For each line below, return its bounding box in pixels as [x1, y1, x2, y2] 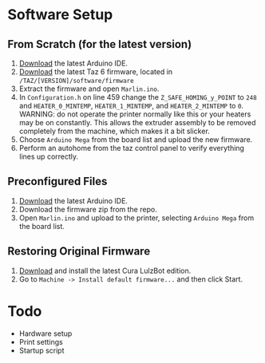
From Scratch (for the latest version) [7, 37, 192, 51]
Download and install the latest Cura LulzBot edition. [18, 266, 192, 275]
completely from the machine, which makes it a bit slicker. [18, 126, 211, 136]
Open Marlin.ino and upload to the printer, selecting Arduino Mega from [18, 213, 255, 223]
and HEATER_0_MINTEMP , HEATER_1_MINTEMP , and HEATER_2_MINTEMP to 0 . [18, 101, 244, 110]
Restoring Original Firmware [7, 245, 151, 258]
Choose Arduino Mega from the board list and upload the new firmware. [18, 135, 253, 144]
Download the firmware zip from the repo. [18, 204, 157, 214]
